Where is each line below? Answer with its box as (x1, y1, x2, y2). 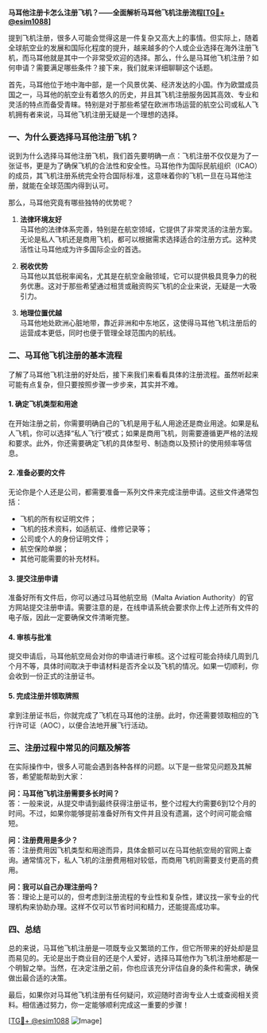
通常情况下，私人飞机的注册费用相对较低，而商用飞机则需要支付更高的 (21, 855, 252, 864)
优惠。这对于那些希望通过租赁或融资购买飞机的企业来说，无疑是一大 (26, 282, 250, 291)
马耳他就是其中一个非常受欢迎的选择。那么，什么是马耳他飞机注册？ (29, 53, 252, 62)
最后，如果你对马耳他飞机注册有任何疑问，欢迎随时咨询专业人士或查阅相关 (8, 990, 252, 1000)
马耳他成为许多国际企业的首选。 (41, 244, 145, 254)
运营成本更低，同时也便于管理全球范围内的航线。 (19, 328, 180, 337)
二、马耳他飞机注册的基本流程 (8, 350, 123, 361)
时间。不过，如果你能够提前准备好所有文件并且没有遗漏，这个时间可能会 (8, 808, 245, 818)
